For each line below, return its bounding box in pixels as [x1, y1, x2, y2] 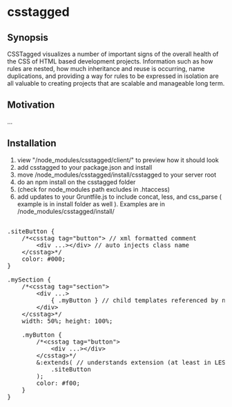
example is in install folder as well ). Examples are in [17, 199, 166, 208]
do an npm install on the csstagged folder [17, 177, 136, 186]
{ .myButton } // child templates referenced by [50, 296, 219, 304]
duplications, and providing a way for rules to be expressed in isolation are [7, 72, 219, 80]
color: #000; [21, 255, 66, 263]
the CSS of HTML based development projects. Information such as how [7, 57, 213, 66]
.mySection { [7, 275, 52, 284]
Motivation [7, 99, 55, 111]
